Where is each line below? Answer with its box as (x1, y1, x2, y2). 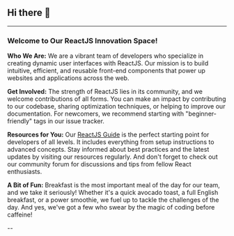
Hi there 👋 (7, 7, 51, 19)
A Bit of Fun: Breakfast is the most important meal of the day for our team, (7, 181, 221, 189)
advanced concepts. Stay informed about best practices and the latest (7, 145, 210, 154)
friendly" (7, 117, 33, 125)
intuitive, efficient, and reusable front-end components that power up (7, 67, 205, 75)
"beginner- (185, 109, 217, 118)
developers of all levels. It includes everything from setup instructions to (7, 138, 214, 146)
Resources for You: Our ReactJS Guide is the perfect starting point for (7, 130, 210, 139)
